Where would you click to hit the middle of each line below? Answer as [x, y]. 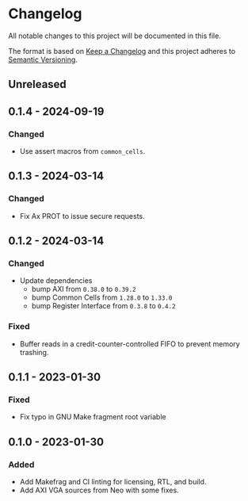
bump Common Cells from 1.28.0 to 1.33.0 [102, 297]
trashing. [34, 352]
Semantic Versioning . [43, 59]
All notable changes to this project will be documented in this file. [115, 36]
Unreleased [38, 84]
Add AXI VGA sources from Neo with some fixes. [99, 490]
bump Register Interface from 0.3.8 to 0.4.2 [103, 306]
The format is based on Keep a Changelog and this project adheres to [122, 51]
